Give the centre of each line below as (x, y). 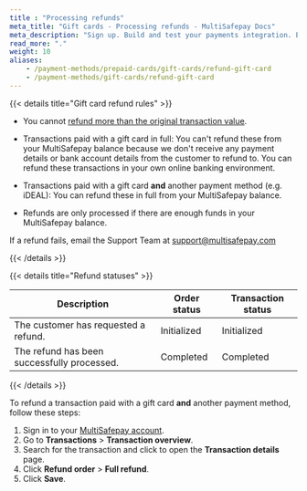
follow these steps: (45, 413)
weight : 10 (30, 52)
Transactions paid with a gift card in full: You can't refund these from (152, 139)
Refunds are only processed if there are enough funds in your (139, 213)
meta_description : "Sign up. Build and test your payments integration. (151, 35)
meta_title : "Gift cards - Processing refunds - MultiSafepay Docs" (143, 26)
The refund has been (59, 350)
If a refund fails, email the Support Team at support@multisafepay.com (143, 240)
